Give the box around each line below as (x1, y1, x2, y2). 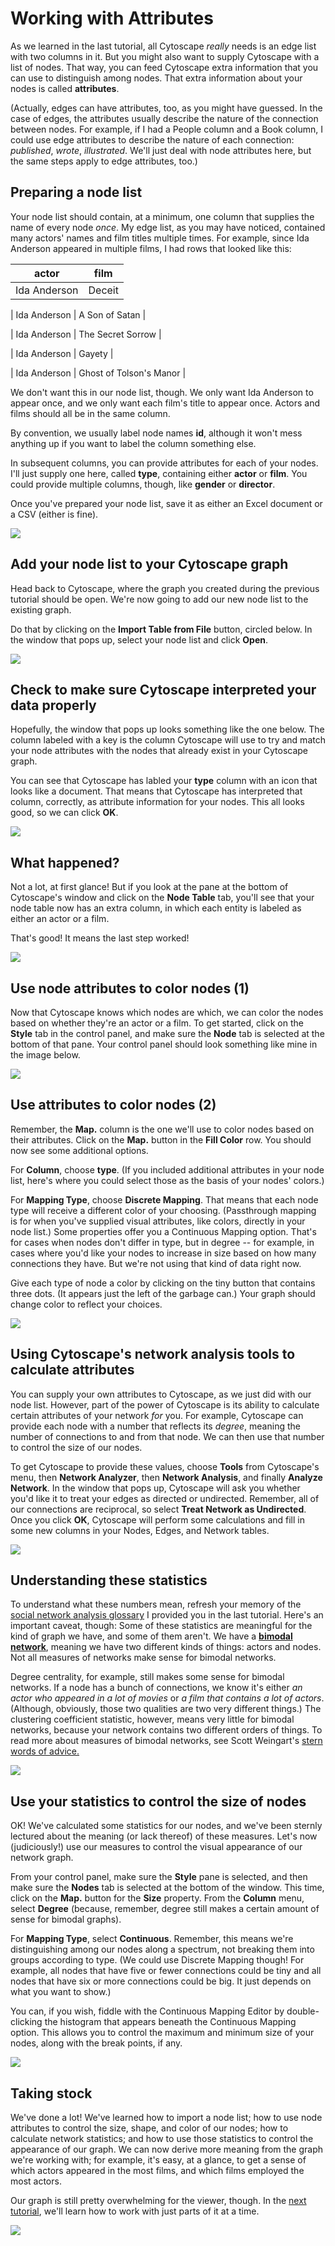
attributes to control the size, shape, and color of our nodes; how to (10, 2122, 289, 2134)
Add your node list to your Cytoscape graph (10, 556, 289, 573)
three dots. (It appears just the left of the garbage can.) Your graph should (10, 1287, 316, 1299)
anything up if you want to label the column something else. (10, 437, 257, 449)
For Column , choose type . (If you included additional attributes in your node (10, 1163, 325, 1176)
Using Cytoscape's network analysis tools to (10, 1346, 296, 1363)
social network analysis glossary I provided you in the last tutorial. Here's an (10, 1609, 324, 1621)
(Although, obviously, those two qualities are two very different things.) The (10, 1703, 322, 1715)
